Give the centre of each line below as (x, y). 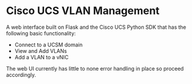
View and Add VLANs (41, 51)
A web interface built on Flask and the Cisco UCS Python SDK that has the (96, 27)
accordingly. (21, 75)
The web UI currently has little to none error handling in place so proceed (95, 68)
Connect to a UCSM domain (49, 45)
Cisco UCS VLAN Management (83, 11)
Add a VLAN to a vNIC (42, 57)
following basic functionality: (41, 33)
